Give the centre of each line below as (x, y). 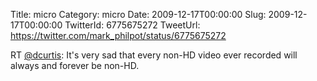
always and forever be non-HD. (75, 65)
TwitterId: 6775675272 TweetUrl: (132, 25)
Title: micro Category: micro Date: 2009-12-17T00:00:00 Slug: (138, 14)
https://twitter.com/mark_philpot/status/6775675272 (118, 35)
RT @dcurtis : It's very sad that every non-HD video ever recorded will (154, 55)
